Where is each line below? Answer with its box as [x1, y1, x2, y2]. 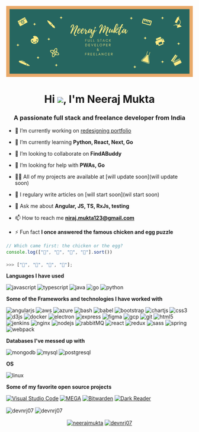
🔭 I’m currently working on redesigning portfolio [14, 127, 131, 134]
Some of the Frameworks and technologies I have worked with [6, 295, 163, 302]
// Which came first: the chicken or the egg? [6, 242, 123, 249]
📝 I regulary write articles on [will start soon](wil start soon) [14, 191, 160, 198]
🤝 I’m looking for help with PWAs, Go [14, 161, 105, 169]
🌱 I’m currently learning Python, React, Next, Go [14, 138, 133, 146]
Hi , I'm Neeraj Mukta [44, 92, 155, 106]
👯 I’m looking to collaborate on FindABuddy [14, 150, 122, 157]
